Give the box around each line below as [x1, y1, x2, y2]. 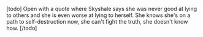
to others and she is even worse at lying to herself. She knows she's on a [6, 12, 191, 19]
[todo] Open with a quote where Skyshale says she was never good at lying [6, 5, 197, 12]
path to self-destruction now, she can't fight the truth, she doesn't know [6, 18, 188, 25]
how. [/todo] [6, 24, 37, 32]
